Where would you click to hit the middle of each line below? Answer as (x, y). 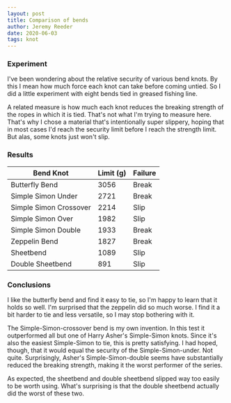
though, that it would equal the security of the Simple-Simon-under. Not (110, 350)
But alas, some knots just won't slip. (58, 137)
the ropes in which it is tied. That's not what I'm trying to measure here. (110, 115)
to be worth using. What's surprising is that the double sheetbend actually (113, 386)
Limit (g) (112, 173)
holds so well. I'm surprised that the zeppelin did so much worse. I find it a (114, 308)
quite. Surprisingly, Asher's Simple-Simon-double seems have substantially (115, 358)
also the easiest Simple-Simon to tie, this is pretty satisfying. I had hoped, (112, 343)
